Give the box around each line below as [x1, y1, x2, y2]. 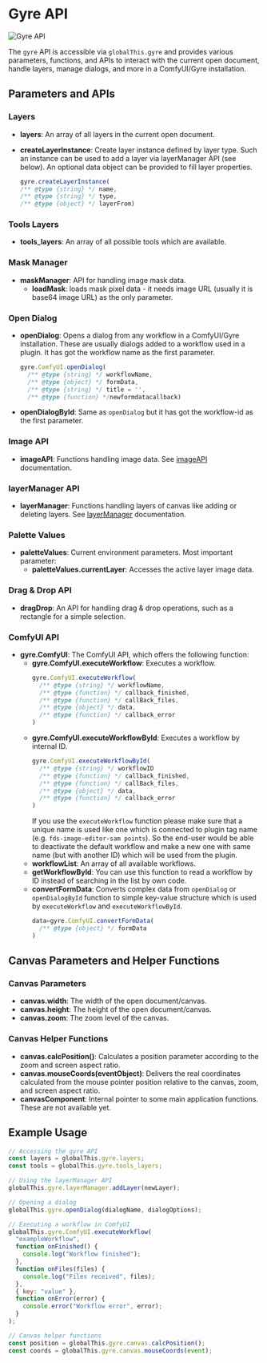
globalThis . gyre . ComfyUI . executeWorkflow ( [8, 1228, 152, 1236]
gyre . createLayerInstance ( [19, 177, 110, 185]
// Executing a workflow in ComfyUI [8, 1220, 130, 1228]
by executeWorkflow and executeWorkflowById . [31, 901, 182, 911]
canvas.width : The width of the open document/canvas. [19, 996, 207, 1006]
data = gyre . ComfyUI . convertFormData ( [31, 917, 154, 925]
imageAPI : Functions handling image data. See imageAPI [19, 454, 208, 463]
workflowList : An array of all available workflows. [31, 859, 196, 868]
